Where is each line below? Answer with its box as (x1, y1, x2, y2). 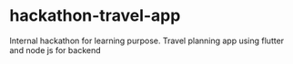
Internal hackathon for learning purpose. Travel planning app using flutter (9, 35, 285, 46)
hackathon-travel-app (9, 5, 181, 26)
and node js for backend (9, 44, 102, 55)
